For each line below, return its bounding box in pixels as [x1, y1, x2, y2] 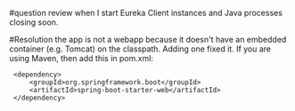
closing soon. [9, 17, 59, 28]
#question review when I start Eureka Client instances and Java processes [9, 8, 283, 18]
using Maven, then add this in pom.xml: [9, 53, 154, 63]
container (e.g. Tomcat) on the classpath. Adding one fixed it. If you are [9, 44, 272, 54]
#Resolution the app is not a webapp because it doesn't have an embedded [9, 35, 287, 44]
